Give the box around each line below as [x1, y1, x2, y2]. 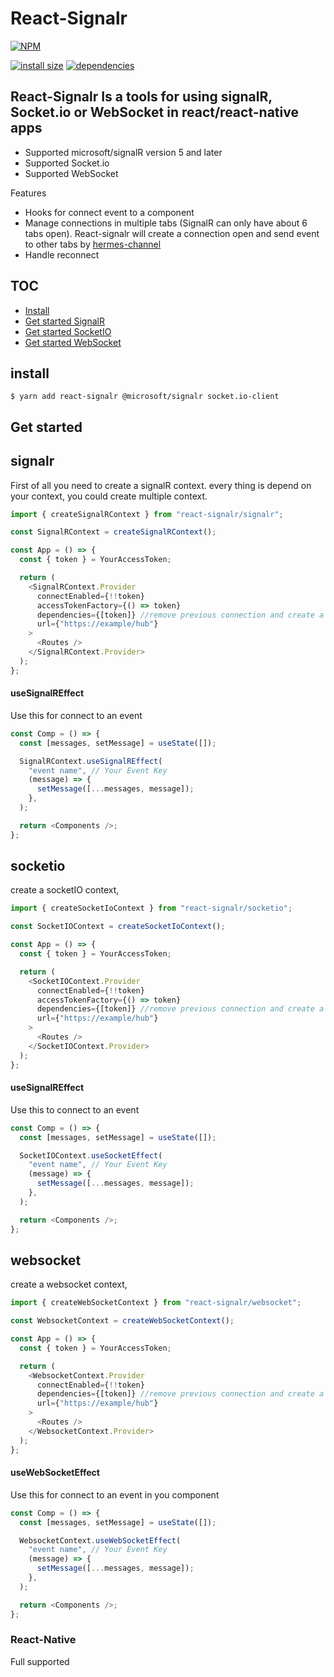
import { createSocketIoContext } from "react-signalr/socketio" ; [10, 903, 293, 914]
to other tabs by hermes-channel [24, 238, 162, 250]
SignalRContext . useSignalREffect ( [19, 756, 163, 766]
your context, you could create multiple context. [10, 490, 208, 502]
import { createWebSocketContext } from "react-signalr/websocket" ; [10, 1298, 302, 1308]
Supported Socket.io [24, 157, 110, 169]
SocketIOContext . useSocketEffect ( [19, 1150, 163, 1161]
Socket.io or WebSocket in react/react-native [10, 104, 299, 121]
